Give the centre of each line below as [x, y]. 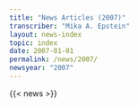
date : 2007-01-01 [42, 51]
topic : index [34, 43]
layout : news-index [46, 34]
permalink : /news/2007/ [54, 59]
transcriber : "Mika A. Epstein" [69, 26]
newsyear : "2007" [42, 68]
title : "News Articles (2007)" [68, 18]
